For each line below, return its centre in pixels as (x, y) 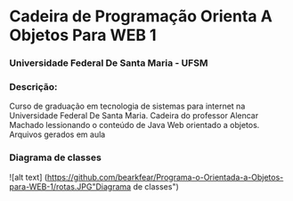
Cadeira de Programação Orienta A (141, 16)
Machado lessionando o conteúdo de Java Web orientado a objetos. (134, 125)
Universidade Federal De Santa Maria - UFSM (109, 63)
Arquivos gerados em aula (57, 134)
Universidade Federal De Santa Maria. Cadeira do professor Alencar (134, 116)
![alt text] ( (28, 177)
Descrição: (33, 87)
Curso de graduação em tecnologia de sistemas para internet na (127, 106)
